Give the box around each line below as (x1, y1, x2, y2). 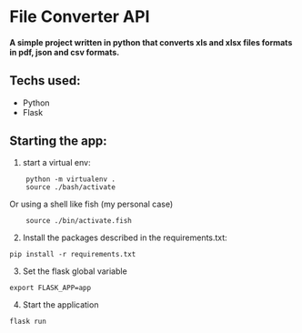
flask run (9, 317, 47, 327)
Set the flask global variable (22, 266, 127, 277)
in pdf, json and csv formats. (9, 46, 120, 57)
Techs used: (9, 73, 81, 88)
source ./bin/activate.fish (25, 217, 132, 226)
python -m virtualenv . (25, 175, 116, 184)
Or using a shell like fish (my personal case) (9, 198, 174, 210)
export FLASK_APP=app (9, 284, 92, 293)
